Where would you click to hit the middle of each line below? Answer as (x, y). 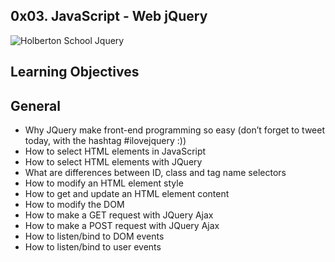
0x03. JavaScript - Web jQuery (109, 16)
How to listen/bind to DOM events (94, 236)
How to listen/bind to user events (93, 247)
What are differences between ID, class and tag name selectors (155, 173)
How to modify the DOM (74, 205)
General (36, 105)
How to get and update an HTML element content (127, 194)
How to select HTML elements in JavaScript (115, 151)
